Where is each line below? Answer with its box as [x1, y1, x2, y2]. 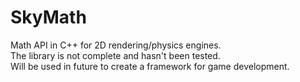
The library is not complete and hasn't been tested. [10, 49, 221, 61]
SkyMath [10, 6, 87, 29]
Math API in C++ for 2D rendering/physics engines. [10, 39, 222, 51]
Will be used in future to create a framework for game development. [10, 60, 290, 72]
